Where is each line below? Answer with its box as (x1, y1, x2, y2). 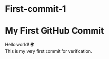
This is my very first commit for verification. (5, 48, 92, 54)
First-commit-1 (5, 3, 66, 14)
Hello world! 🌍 (5, 42, 35, 47)
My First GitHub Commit (5, 25, 104, 36)
